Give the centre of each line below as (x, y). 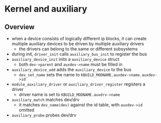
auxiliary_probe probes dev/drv (44, 115)
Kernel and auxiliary (46, 9)
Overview (20, 27)
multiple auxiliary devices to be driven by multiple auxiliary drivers (78, 44)
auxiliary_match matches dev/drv (45, 100)
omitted (27, 110)
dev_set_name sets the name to (49, 75)
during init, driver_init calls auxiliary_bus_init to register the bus (79, 54)
